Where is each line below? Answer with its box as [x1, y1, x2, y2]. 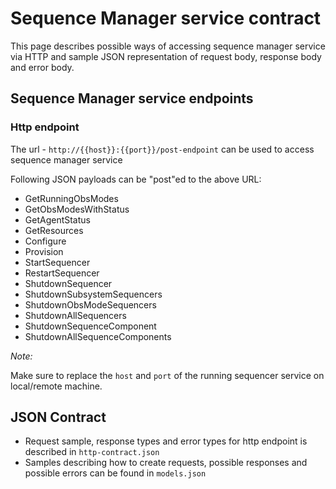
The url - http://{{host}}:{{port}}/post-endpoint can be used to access [10, 143, 315, 155]
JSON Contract [10, 409, 107, 426]
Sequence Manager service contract [10, 7, 322, 30]
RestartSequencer [24, 267, 100, 279]
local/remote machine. [10, 380, 103, 392]
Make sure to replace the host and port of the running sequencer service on [10, 369, 325, 381]
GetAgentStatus [24, 213, 91, 226]
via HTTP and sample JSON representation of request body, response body [10, 50, 322, 62]
